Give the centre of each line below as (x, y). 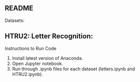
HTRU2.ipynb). (28, 74)
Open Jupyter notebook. (38, 63)
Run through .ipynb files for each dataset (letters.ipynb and (73, 69)
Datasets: (15, 20)
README (19, 8)
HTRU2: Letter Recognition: (49, 36)
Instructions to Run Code (31, 48)
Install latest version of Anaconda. (48, 58)
